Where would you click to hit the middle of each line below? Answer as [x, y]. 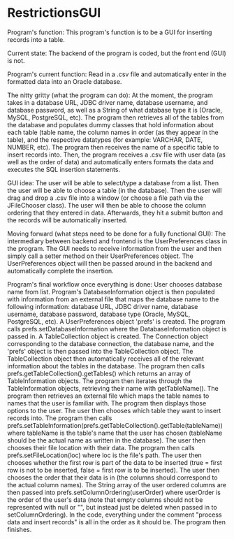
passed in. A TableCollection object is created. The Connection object [108, 336]
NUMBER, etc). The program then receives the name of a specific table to [113, 147]
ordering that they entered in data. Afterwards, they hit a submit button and [115, 213]
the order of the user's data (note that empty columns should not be [105, 500]
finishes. [20, 529]
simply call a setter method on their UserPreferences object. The [100, 256]
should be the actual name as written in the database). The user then [107, 440]
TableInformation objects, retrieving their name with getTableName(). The [113, 388]
